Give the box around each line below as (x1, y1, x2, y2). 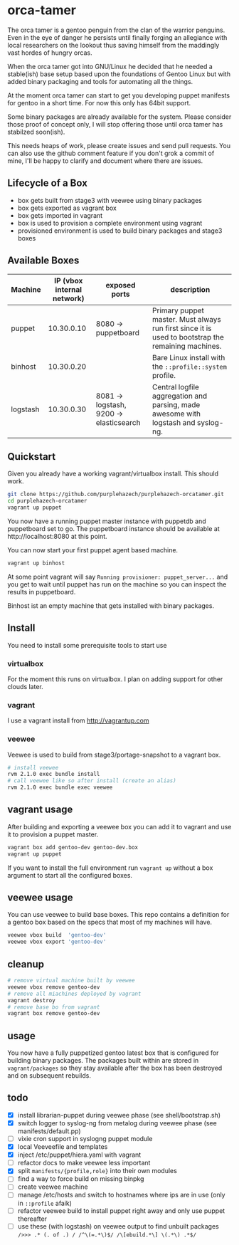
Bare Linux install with (152, 352, 225, 362)
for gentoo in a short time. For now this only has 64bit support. (7, 98, 191, 107)
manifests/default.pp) (17, 1127, 81, 1135)
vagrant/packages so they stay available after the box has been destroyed (7, 1063, 223, 1073)
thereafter (17, 1214, 48, 1223)
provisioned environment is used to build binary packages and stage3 (17, 226, 223, 235)
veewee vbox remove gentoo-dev (7, 983, 100, 991)
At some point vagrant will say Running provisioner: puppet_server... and (7, 572, 228, 581)
